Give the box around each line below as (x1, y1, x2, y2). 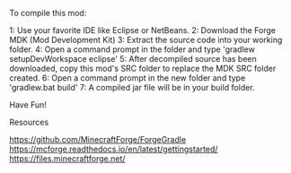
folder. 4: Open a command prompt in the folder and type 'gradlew (9, 44, 256, 55)
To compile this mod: (9, 8, 87, 18)
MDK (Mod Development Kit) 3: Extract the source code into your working (9, 35, 283, 45)
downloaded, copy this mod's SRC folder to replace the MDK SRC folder (9, 63, 277, 74)
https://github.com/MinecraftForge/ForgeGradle (9, 134, 187, 144)
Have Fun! (9, 99, 48, 110)
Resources (9, 117, 49, 127)
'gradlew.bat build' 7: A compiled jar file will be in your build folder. (9, 82, 255, 92)
